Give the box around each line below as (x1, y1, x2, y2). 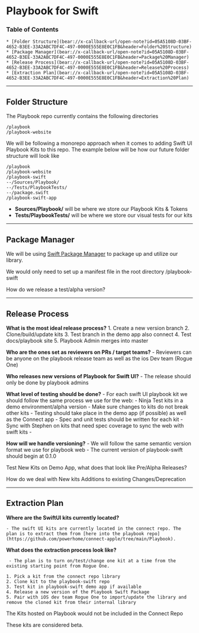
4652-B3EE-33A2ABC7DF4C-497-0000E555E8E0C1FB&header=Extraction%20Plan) (6, 75, 190, 81)
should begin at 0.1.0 (6, 452, 57, 460)
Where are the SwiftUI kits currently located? (6, 514, 120, 521)
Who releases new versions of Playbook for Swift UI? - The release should (6, 372, 191, 379)
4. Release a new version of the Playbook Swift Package (6, 589, 150, 595)
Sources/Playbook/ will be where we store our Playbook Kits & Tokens (14, 205, 188, 213)
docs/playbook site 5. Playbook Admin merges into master (6, 337, 149, 344)
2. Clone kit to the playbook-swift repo (6, 578, 110, 584)
